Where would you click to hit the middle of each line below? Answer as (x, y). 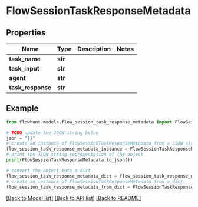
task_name (25, 59)
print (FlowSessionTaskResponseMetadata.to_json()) (70, 160)
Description (94, 49)
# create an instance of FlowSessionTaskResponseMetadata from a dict (95, 181)
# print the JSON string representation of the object (75, 155)
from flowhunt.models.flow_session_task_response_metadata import (89, 122)
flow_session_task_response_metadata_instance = (67, 149)
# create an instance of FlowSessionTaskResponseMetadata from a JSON (95, 143)
